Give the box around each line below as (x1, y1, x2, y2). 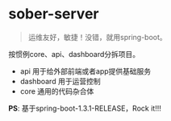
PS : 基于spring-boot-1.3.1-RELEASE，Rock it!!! (8, 103, 161, 113)
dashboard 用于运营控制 (19, 76, 101, 86)
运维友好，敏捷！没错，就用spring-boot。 (27, 32, 167, 42)
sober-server (8, 5, 99, 23)
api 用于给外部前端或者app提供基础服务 (19, 66, 152, 76)
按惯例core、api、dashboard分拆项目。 (8, 49, 140, 58)
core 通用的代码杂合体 (19, 86, 94, 96)
